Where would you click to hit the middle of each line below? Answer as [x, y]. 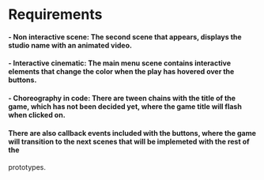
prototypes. [27, 167]
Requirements [55, 15]
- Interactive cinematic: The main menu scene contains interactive [120, 63]
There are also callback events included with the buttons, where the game [132, 133]
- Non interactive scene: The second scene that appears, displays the [125, 36]
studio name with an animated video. [70, 45]
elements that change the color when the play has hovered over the [121, 72]
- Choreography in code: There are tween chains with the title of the [122, 98]
